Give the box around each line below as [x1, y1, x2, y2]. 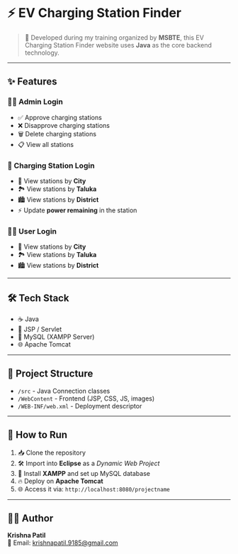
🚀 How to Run [7, 429, 68, 441]
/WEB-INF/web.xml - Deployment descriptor [17, 401, 142, 410]
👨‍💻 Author [7, 512, 54, 525]
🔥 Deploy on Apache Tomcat [17, 477, 104, 485]
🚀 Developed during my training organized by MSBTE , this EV [24, 33, 204, 42]
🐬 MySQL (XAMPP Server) [17, 332, 95, 341]
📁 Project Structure [7, 368, 93, 380]
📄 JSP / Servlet [17, 325, 62, 334]
